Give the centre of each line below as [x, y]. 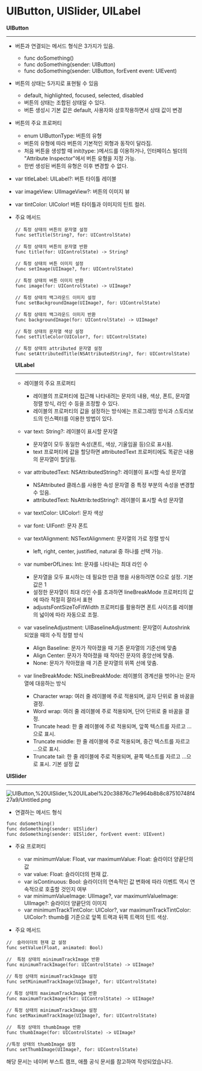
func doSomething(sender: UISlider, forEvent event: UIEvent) [86, 834]
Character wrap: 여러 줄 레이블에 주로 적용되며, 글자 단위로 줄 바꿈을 [114, 696]
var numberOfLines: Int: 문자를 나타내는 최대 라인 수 [86, 564]
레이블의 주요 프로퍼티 [50, 383]
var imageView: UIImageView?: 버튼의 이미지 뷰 [72, 191]
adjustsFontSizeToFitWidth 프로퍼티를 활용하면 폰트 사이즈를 [105, 607]
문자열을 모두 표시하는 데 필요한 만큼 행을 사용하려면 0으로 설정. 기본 [113, 577]
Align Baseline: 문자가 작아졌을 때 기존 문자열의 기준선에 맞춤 [105, 647]
